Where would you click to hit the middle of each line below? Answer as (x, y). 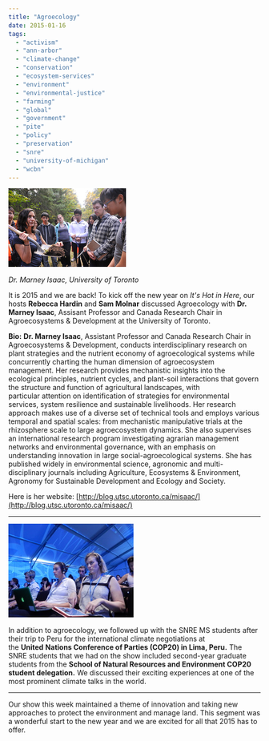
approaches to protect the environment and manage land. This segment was (134, 713)
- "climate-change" (48, 59)
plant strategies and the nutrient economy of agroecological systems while (131, 353)
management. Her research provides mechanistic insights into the (117, 370)
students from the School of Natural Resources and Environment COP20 (130, 664)
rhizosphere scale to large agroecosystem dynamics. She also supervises (130, 430)
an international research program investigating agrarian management (124, 439)
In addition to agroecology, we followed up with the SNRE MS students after (133, 630)
